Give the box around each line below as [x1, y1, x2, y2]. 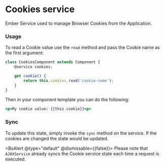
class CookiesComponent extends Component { [5, 60, 100, 65]
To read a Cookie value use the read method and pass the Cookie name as [5, 45, 160, 51]
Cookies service [5, 4, 75, 15]
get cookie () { [14, 73, 46, 78]
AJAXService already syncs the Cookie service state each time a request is [5, 150, 159, 156]
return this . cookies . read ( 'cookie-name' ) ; [23, 78, 114, 83]
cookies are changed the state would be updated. [5, 135, 108, 141]
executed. [5, 156, 26, 162]
